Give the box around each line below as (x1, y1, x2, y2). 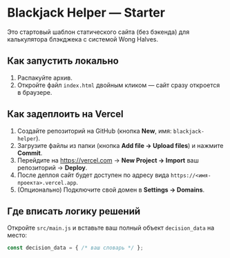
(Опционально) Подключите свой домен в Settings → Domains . (17, 185, 205, 194)
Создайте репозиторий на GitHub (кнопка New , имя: (17, 127, 172, 135)
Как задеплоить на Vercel (7, 109, 124, 120)
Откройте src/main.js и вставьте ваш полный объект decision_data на (7, 223, 215, 232)
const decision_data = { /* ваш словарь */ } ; (7, 244, 144, 252)
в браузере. (17, 88, 52, 96)
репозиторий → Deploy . (17, 163, 88, 172)
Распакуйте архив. (17, 73, 73, 82)
